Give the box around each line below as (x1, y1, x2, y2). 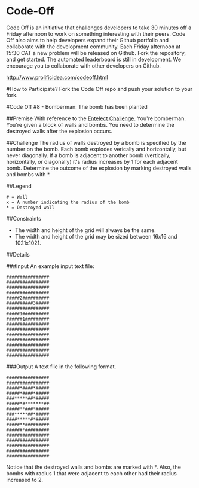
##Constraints (6, 215, 42, 222)
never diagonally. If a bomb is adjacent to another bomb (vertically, (6, 151, 171, 159)
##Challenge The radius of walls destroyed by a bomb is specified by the (6, 139, 186, 146)
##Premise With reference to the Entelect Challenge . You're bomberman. (6, 115, 186, 122)
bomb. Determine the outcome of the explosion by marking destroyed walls (6, 164, 192, 172)
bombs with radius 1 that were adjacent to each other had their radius (6, 469, 177, 477)
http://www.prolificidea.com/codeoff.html (6, 74, 108, 81)
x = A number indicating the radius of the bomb (6, 199, 130, 205)
